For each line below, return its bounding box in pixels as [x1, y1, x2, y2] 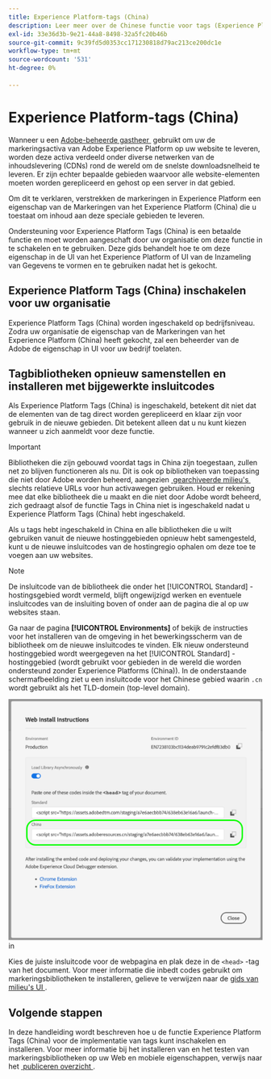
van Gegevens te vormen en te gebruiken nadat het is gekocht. [8, 260, 218, 270]
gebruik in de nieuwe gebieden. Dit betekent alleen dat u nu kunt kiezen [8, 418, 247, 427]
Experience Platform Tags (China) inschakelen [8, 284, 247, 298]
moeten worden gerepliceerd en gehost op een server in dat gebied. [8, 177, 236, 187]
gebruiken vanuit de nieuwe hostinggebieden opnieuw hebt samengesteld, [8, 533, 256, 544]
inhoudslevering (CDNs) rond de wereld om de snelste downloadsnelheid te [8, 160, 261, 170]
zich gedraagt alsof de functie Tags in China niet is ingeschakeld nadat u [8, 501, 250, 510]
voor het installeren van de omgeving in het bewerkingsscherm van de [8, 631, 243, 641]
